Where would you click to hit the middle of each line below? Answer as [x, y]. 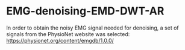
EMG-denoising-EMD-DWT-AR [85, 11]
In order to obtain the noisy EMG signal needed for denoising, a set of [92, 28]
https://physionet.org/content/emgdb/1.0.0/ [60, 40]
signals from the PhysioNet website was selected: [68, 34]
